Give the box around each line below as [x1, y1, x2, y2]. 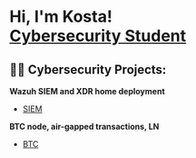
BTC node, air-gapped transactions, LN [9, 121, 160, 132]
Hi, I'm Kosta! [9, 6, 113, 27]
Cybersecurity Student [9, 25, 187, 46]
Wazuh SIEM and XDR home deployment [9, 86, 165, 96]
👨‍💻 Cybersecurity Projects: [9, 62, 167, 77]
